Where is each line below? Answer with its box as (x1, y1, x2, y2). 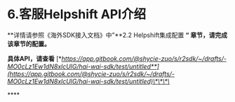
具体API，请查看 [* (7, 54, 62, 63)
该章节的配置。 (7, 39, 51, 48)
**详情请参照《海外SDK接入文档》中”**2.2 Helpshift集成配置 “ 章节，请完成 (7, 31, 228, 39)
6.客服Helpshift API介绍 (7, 6, 147, 22)
